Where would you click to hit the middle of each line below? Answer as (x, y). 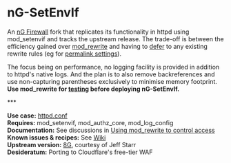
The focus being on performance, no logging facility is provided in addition (113, 67)
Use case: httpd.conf (37, 116)
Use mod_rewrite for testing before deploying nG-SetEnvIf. (93, 89)
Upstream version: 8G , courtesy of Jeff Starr (72, 144)
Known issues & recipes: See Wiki (57, 137)
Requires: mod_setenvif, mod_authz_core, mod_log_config (90, 122)
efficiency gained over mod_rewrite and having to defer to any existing (108, 46)
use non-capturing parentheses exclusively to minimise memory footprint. (112, 81)
